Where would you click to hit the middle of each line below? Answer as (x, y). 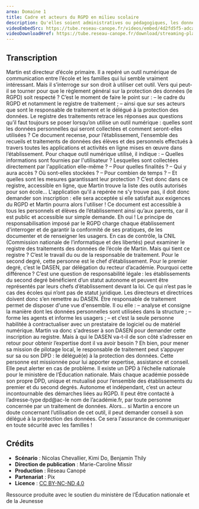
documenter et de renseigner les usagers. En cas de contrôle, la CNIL (91, 236)
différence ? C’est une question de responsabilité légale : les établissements (98, 273)
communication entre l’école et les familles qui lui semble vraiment (87, 78)
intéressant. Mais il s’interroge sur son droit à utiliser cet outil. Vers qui (92, 84)
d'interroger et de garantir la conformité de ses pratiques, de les (84, 230)
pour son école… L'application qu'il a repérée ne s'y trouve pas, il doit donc (98, 192)
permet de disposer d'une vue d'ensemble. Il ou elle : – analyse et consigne (98, 305)
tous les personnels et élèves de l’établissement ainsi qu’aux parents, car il (97, 211)
